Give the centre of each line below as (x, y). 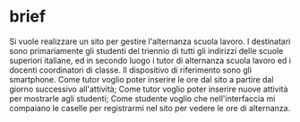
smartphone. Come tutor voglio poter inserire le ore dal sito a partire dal (141, 79)
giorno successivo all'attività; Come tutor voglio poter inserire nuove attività (149, 89)
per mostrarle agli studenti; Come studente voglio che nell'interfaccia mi (142, 98)
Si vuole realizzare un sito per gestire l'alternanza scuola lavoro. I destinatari (150, 41)
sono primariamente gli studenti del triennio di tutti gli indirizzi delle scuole (146, 50)
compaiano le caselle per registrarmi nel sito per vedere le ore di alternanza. (150, 108)
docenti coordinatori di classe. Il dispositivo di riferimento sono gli (131, 70)
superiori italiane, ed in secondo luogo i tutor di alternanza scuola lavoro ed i (150, 60)
